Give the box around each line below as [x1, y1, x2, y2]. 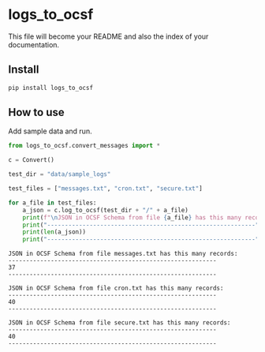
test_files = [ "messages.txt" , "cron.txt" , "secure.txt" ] [8, 185, 203, 193]
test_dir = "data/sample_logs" [8, 170, 111, 178]
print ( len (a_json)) [22, 228, 87, 236]
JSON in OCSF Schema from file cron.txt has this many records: [8, 284, 224, 293]
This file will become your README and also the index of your [8, 32, 209, 41]
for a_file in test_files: [8, 199, 97, 207]
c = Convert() [8, 156, 55, 164]
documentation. [8, 39, 60, 49]
